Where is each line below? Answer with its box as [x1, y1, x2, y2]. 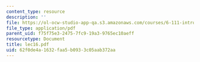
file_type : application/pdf [6, 25, 76, 31]
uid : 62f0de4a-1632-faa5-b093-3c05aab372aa [6, 47, 116, 53]
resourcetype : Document [6, 36, 65, 42]
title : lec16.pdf [6, 42, 49, 48]
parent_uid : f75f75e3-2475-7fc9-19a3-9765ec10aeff [6, 31, 135, 37]
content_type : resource [6, 8, 65, 15]
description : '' [6, 14, 46, 20]
